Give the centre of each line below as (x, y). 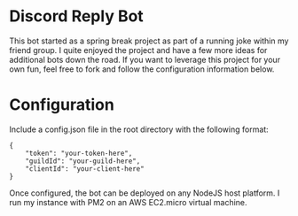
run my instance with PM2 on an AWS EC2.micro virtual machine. (128, 202)
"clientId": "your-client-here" (85, 169)
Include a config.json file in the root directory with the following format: (139, 129)
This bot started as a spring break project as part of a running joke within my (149, 41)
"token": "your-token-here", (79, 153)
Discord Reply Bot (76, 16)
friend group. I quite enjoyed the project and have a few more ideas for (138, 50)
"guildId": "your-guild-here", (83, 161)
